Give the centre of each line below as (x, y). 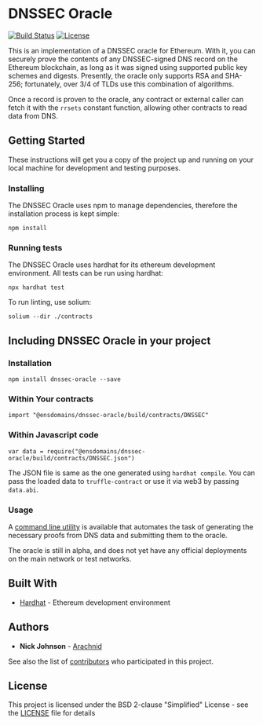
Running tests (35, 247)
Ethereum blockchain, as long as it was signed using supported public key (128, 67)
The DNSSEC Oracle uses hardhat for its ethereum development (112, 265)
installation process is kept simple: (64, 214)
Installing (26, 188)
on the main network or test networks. (70, 558)
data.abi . (24, 489)
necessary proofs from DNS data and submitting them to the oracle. (118, 535)
